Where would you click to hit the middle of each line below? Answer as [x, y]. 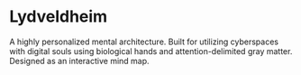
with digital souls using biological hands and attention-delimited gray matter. [151, 51]
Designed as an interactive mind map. [80, 61]
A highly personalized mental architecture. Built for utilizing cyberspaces [144, 42]
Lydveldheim [59, 17]
